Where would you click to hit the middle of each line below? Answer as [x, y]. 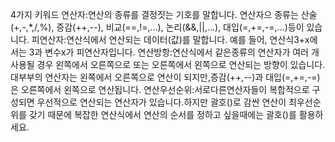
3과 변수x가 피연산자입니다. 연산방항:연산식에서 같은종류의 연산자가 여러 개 [174, 52]
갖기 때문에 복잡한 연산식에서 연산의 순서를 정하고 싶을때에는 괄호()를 [162, 114]
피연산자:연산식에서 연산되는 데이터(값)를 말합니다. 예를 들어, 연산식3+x [170, 39]
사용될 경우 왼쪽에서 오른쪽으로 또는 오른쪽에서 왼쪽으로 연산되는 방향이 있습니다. [168, 64]
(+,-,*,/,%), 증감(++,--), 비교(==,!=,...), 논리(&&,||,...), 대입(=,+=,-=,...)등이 [157, 27]
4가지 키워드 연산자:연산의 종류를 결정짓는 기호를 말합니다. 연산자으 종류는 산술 [164, 14]
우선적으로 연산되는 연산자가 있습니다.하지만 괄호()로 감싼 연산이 [161, 102]
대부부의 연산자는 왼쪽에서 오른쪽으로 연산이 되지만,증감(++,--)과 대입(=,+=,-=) [165, 77]
